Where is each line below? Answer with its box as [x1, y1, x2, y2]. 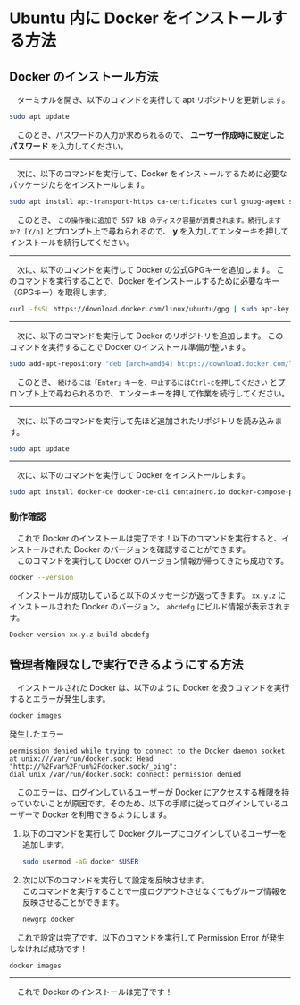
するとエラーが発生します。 [9, 694, 111, 704]
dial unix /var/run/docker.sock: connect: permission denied [9, 771, 242, 779]
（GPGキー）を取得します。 [9, 286, 112, 297]
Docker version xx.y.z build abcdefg [9, 630, 150, 640]
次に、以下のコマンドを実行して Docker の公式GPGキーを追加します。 [16, 264, 275, 275]
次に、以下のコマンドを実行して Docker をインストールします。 [16, 470, 250, 481]
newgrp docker [21, 915, 75, 924]
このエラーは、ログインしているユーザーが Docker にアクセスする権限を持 [16, 787, 290, 797]
